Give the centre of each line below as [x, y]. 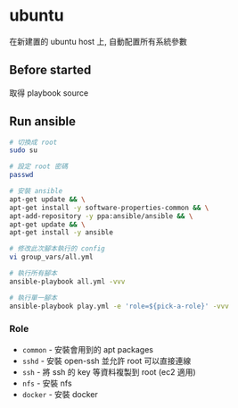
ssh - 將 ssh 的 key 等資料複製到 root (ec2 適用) [109, 371]
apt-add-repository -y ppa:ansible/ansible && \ [101, 216]
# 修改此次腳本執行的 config [57, 249]
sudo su [24, 150]
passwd [21, 175]
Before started [50, 70]
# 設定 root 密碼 [39, 166]
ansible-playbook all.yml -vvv [67, 281]
